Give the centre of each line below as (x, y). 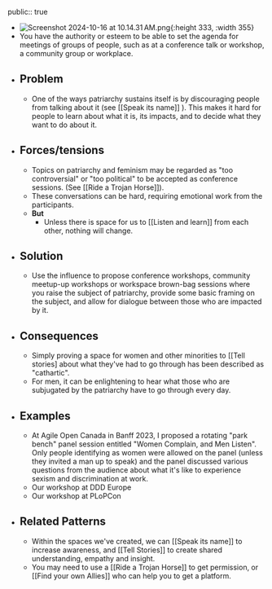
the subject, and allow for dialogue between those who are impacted (147, 301)
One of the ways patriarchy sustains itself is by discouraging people (145, 99)
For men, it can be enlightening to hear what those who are (130, 381)
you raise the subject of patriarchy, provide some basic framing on (143, 293)
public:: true (28, 12)
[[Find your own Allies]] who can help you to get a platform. (131, 576)
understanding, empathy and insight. (93, 558)
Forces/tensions (62, 150)
